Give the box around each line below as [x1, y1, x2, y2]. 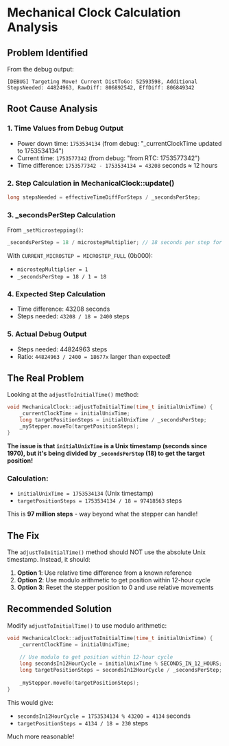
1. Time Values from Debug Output [7, 124, 124, 133]
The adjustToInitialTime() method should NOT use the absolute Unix [7, 548, 206, 556]
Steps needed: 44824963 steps [16, 345, 108, 353]
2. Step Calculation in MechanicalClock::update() [7, 178, 175, 188]
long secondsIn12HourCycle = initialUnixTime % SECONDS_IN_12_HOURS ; [19, 660, 223, 668]
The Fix [7, 529, 40, 541]
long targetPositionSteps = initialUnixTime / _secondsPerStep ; [19, 417, 207, 424]
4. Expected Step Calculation [7, 289, 106, 298]
